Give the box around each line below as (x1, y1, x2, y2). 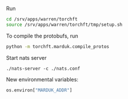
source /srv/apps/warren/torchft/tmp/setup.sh (6, 22, 123, 28)
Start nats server (6, 54, 47, 61)
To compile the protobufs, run (6, 32, 78, 39)
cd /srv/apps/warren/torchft (6, 16, 78, 22)
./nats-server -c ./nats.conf (6, 66, 81, 71)
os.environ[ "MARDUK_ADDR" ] (6, 87, 73, 93)
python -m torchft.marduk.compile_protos (6, 43, 110, 49)
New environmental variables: (6, 76, 78, 83)
